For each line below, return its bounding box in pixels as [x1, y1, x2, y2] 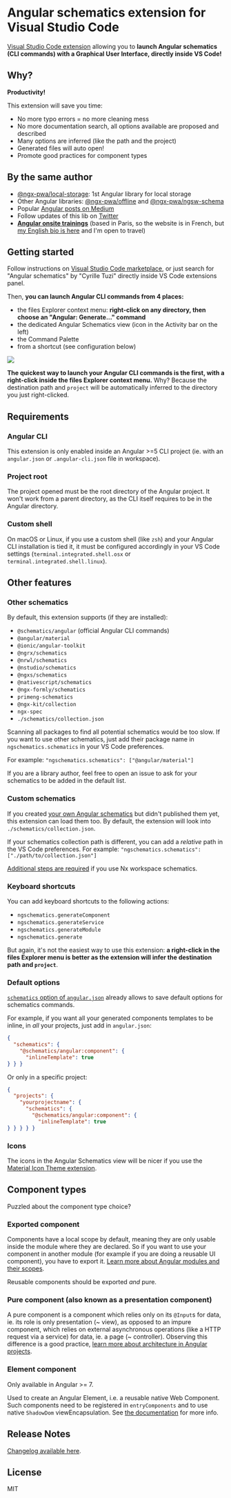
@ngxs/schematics [17, 672, 68, 679]
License [7, 1466, 42, 1478]
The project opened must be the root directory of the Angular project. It [7, 488, 210, 496]
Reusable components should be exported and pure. [7, 1278, 157, 1286]
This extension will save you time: [7, 101, 103, 110]
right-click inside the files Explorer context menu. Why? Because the [7, 376, 207, 384]
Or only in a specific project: [7, 1072, 88, 1081]
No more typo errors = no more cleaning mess [17, 114, 150, 123]
